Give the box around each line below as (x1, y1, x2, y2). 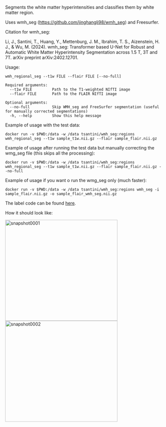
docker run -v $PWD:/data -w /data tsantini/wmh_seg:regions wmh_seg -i (5, 187, 160, 192)
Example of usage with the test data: (5, 122, 81, 128)
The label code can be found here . (5, 200, 76, 206)
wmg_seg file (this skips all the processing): (5, 150, 95, 156)
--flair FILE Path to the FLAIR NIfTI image (9, 91, 117, 96)
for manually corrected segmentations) (5, 109, 88, 114)
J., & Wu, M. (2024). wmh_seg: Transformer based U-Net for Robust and (5, 44, 155, 49)
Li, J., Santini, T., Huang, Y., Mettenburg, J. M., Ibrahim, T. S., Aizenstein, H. (5, 38, 160, 44)
